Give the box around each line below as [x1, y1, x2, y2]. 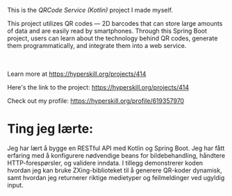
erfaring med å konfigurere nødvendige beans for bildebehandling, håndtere [7, 151, 226, 159]
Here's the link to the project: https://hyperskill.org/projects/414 [7, 83, 190, 91]
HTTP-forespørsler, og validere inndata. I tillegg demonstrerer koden [7, 158, 204, 167]
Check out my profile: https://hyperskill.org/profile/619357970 [7, 97, 185, 105]
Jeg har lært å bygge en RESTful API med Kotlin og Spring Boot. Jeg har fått [7, 144, 225, 152]
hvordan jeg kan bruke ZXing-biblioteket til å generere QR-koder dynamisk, [7, 166, 222, 174]
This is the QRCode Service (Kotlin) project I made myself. [7, 6, 174, 14]
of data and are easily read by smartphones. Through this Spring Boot [7, 27, 207, 35]
